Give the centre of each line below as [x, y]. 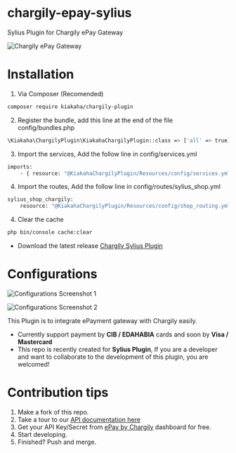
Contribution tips [58, 393]
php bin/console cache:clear [50, 232]
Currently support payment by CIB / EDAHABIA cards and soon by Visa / [123, 334]
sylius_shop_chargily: [40, 199]
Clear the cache [41, 220]
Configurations [52, 274]
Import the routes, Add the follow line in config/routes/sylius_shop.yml [119, 187]
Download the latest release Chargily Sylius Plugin [90, 246]
